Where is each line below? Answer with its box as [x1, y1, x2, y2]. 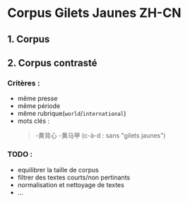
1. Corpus [7, 33, 50, 45]
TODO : [7, 150, 33, 160]
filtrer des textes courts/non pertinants [17, 173, 131, 182]
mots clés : [17, 117, 50, 125]
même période [17, 102, 61, 110]
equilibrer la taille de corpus [17, 165, 99, 174]
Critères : [7, 78, 40, 88]
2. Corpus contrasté [7, 57, 98, 69]
